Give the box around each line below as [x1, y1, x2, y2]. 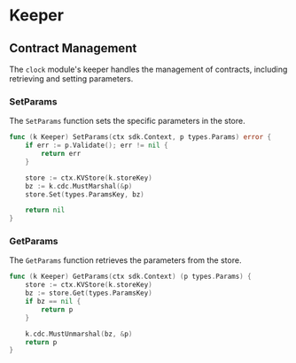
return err [41, 150, 82, 158]
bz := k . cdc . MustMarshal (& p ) [25, 181, 133, 190]
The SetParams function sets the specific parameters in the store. [9, 116, 245, 127]
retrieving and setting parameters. [9, 73, 134, 84]
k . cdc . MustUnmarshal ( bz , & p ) [25, 329, 133, 338]
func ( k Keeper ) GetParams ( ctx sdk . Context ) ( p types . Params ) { [9, 272, 252, 282]
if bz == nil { [25, 297, 82, 306]
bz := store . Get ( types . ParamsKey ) [25, 289, 152, 297]
